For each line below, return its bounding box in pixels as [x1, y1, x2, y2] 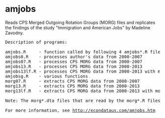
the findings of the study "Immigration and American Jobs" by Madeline [5, 24, 151, 30]
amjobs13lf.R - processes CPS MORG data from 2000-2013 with [5, 68, 156, 74]
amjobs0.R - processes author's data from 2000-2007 [5, 54, 142, 59]
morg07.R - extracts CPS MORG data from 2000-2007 [5, 78, 140, 84]
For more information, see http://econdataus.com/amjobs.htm [5, 107, 156, 113]
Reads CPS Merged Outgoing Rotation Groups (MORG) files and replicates [5, 20, 156, 25]
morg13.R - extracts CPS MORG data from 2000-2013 [5, 83, 140, 89]
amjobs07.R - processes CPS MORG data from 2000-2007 [5, 59, 142, 64]
